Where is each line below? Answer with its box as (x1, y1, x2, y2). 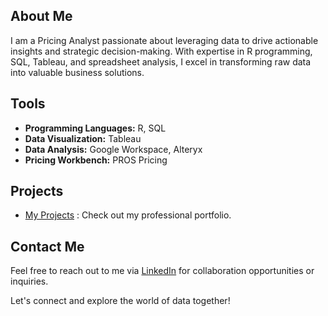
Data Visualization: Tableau (24, 132, 142, 144)
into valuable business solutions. (10, 66, 145, 78)
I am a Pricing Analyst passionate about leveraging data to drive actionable (10, 34, 319, 46)
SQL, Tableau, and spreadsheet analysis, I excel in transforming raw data (10, 55, 312, 68)
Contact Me (10, 238, 85, 255)
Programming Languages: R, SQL (24, 122, 167, 134)
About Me (10, 8, 73, 25)
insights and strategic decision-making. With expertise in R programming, (10, 45, 313, 57)
